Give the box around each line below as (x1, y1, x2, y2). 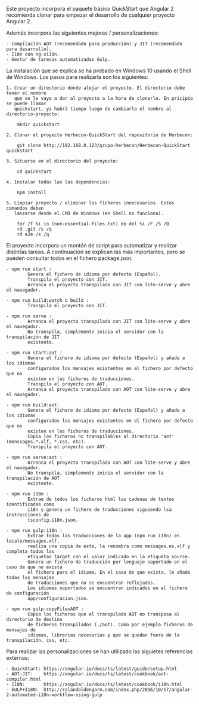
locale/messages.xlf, (6, 538, 60, 544)
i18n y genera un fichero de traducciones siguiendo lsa (27, 507, 172, 513)
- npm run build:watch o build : (6, 298, 89, 304)
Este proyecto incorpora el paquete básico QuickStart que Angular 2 (6, 5, 174, 12)
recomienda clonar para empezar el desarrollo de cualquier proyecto (6, 11, 175, 19)
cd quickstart (17, 169, 52, 175)
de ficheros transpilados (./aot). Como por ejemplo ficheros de (27, 622, 194, 628)
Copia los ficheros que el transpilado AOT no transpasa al (27, 611, 180, 617)
